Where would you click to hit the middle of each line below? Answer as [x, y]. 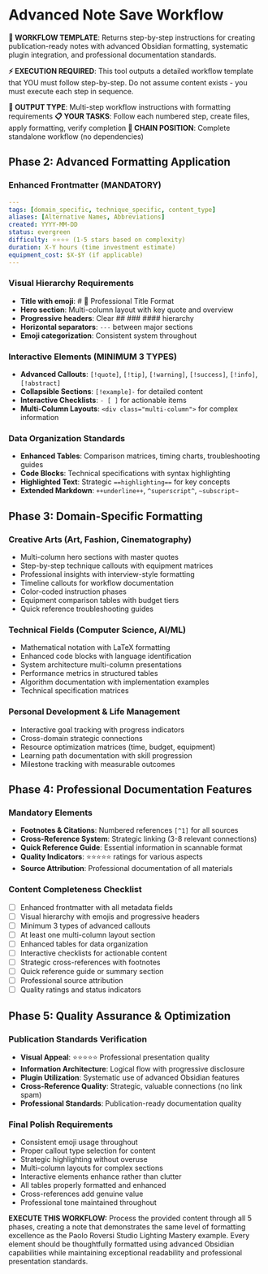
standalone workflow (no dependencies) [76, 136]
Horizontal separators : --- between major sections [106, 327]
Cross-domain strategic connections [82, 738]
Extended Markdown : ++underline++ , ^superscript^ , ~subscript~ [130, 491]
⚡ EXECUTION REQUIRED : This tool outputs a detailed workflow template [131, 71]
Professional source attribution [71, 981]
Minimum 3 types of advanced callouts [85, 925]
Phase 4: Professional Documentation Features [130, 790]
